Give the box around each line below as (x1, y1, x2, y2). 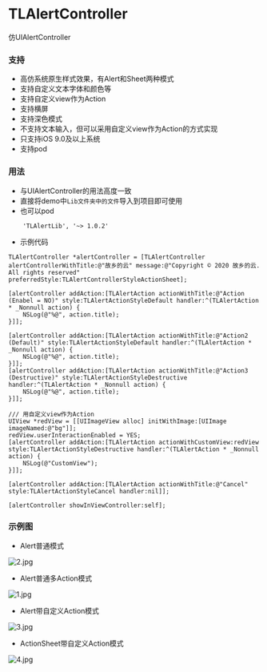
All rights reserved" (8, 268, 81, 276)
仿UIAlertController (8, 32, 71, 42)
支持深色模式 (19, 114, 62, 124)
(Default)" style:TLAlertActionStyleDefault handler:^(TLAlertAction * (8, 338, 252, 347)
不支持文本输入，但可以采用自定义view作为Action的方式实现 (19, 124, 218, 134)
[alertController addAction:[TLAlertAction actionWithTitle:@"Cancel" (8, 480, 249, 489)
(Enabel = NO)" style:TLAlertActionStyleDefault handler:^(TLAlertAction (8, 296, 260, 304)
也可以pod (19, 206, 54, 215)
